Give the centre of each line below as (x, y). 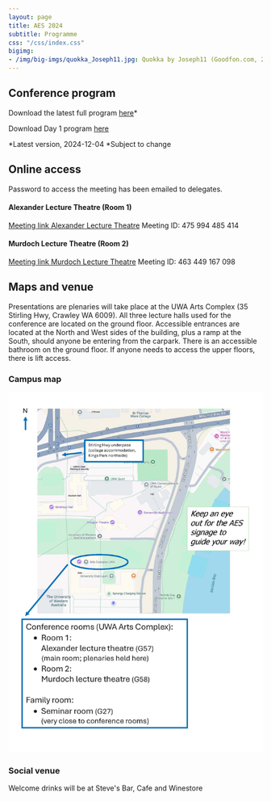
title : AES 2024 (35, 25)
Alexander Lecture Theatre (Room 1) (70, 208)
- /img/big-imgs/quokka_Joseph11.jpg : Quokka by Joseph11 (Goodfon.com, (133, 60)
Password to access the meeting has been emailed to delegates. (116, 189)
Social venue (34, 770)
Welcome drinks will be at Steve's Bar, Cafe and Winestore (106, 788)
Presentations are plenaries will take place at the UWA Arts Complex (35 (128, 306)
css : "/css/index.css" (46, 43)
